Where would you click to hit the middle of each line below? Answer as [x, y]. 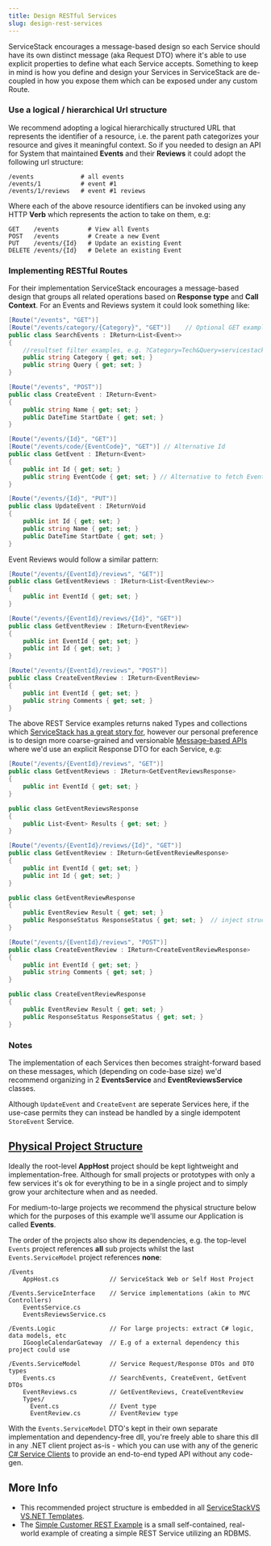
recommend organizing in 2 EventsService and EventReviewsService [126, 1080]
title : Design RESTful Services [63, 16]
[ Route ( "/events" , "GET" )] [54, 320]
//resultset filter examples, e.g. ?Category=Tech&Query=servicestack [144, 350]
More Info [33, 1488]
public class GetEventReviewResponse [72, 898]
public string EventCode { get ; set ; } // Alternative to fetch [133, 477]
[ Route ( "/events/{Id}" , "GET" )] [63, 439]
